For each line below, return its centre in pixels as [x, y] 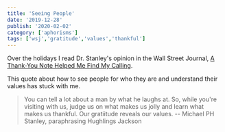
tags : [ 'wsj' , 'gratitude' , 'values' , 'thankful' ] [76, 39]
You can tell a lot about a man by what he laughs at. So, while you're [120, 99]
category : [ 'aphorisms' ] [43, 32]
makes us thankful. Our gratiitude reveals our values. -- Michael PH [119, 114]
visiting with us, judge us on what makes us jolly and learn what [114, 107]
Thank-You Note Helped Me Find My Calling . [70, 66]
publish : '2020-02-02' [39, 26]
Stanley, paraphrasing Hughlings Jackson [83, 121]
